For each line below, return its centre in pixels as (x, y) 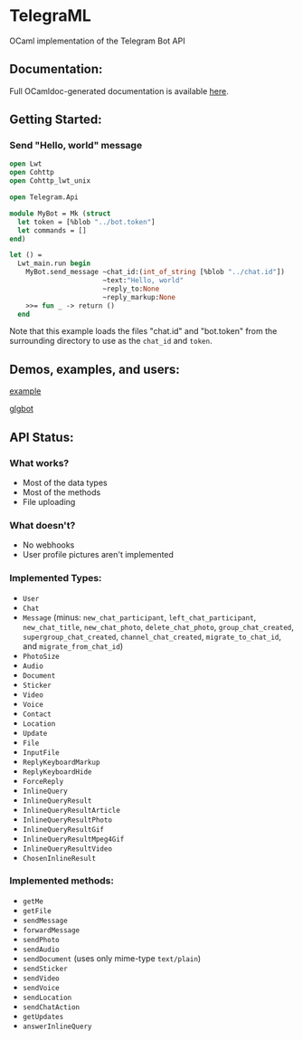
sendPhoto (41, 940)
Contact (37, 714)
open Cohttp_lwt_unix (50, 181)
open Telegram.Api (44, 197)
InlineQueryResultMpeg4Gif (73, 839)
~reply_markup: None (139, 297)
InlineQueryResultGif (63, 829)
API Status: (42, 437)
